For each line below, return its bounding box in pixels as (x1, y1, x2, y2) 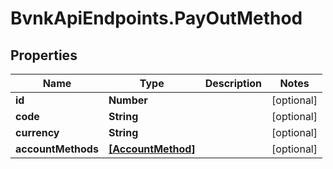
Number (108, 93, 148, 107)
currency (15, 126, 60, 139)
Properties (10, 47, 78, 64)
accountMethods (15, 142, 99, 156)
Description (204, 77, 263, 90)
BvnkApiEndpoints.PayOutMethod (10, 7, 303, 30)
